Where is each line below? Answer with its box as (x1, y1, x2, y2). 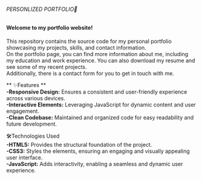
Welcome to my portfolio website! (6, 24, 93, 31)
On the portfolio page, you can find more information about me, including (6, 50, 189, 57)
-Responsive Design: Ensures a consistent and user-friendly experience (6, 88, 187, 95)
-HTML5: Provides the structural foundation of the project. (6, 141, 152, 148)
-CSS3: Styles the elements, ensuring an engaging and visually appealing (6, 147, 191, 155)
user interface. (6, 153, 43, 161)
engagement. (6, 107, 39, 115)
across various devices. (6, 94, 65, 101)
